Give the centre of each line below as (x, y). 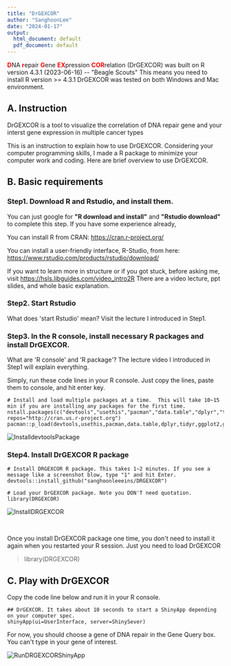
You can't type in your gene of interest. (63, 642)
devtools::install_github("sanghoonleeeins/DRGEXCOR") (87, 481)
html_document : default (47, 39)
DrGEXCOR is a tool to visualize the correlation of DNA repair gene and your (114, 125)
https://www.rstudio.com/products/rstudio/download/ (83, 258)
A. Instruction (37, 108)
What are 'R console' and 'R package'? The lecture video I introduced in (109, 360)
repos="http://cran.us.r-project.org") (64, 419)
